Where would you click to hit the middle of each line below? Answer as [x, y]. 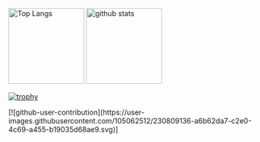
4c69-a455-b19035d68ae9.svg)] [63, 129]
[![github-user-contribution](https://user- [77, 112]
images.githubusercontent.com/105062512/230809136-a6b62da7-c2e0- [130, 121]
